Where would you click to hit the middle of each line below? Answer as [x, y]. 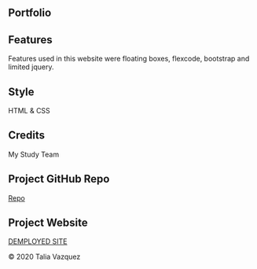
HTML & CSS [29, 111]
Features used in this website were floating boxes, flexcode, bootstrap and [129, 59]
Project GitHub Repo [59, 179]
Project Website [48, 223]
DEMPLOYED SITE [38, 241]
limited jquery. [31, 67]
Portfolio [30, 13]
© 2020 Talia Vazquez [44, 257]
